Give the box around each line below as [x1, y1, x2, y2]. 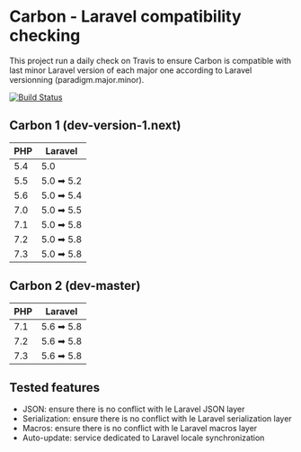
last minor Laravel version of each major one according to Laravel [9, 65, 252, 76]
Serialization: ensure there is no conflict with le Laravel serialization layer [22, 413, 292, 424]
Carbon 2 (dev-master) [9, 278, 141, 294]
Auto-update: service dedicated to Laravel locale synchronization [22, 432, 265, 443]
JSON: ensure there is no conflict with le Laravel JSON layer [22, 403, 245, 415]
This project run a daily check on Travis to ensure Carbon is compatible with [9, 55, 292, 66]
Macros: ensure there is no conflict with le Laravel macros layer [22, 423, 258, 434]
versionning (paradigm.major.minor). [9, 74, 145, 85]
